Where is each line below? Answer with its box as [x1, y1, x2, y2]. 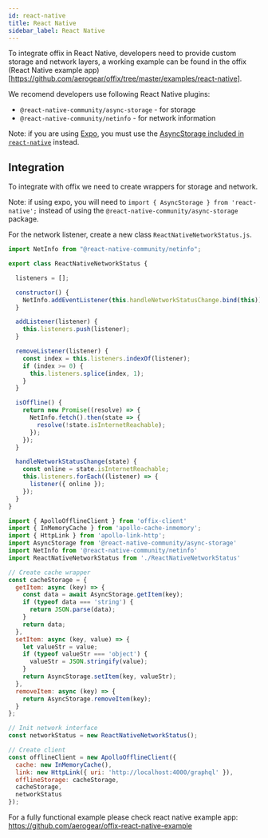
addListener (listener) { [15, 317, 98, 326]
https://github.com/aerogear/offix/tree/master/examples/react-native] [10, 74, 241, 84]
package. [8, 214, 39, 224]
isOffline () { [15, 399, 62, 407]
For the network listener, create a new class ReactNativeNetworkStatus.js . [8, 229, 253, 240]
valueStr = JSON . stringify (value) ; [29, 657, 148, 666]
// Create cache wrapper [8, 569, 91, 577]
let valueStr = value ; [22, 643, 98, 651]
